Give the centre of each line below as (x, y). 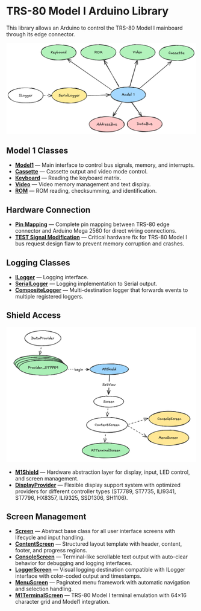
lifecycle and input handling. (50, 538)
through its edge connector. (41, 34)
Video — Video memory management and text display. (83, 184)
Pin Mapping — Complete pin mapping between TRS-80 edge (92, 224)
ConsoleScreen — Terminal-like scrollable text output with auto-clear (101, 557)
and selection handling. (44, 589)
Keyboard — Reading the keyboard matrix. (68, 178)
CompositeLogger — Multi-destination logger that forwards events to (101, 290)
